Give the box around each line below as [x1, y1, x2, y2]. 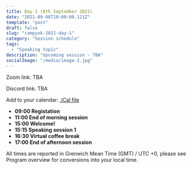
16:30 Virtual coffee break [14, 132, 80, 139]
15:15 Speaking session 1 [14, 126, 76, 133]
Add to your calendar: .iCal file [6, 96, 80, 103]
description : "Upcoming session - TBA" [6, 52, 104, 58]
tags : [6, 42, 19, 47]
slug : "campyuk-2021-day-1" [6, 30, 75, 36]
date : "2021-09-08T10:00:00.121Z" [6, 14, 91, 20]
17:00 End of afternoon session [14, 139, 92, 146]
